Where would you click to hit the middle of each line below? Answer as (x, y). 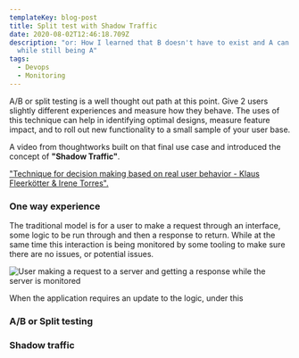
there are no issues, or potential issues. (82, 254)
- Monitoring (42, 76)
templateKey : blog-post (54, 17)
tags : (19, 59)
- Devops (33, 68)
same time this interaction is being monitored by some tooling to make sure (147, 245)
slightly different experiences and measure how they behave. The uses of (145, 110)
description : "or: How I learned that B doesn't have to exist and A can (149, 42)
